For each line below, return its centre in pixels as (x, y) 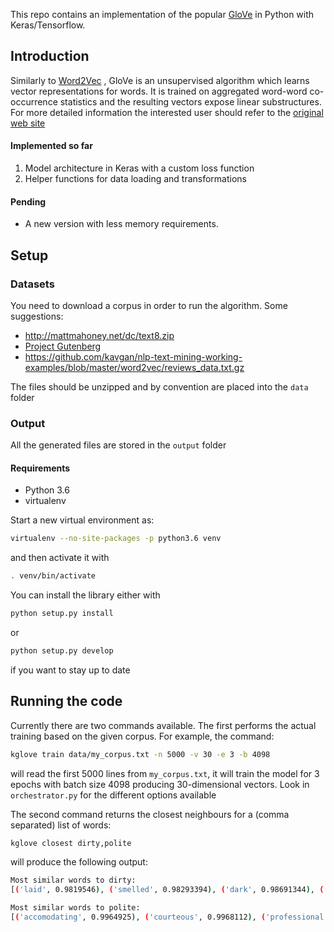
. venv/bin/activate (53, 576)
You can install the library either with (85, 595)
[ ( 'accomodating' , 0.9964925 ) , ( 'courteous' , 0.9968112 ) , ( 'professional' (169, 917)
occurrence (34, 101)
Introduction (50, 56)
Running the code (66, 701)
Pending (28, 201)
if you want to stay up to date (70, 670)
